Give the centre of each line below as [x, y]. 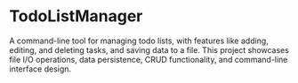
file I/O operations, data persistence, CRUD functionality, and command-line [149, 59]
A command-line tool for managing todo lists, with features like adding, [139, 41]
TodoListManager [76, 16]
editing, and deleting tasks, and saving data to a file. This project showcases [149, 49]
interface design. [40, 69]
